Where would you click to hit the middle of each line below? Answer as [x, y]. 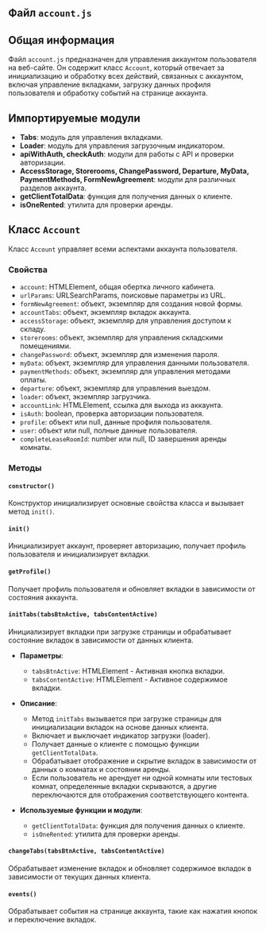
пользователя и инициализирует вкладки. [79, 554]
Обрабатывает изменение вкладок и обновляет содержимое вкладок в [130, 868]
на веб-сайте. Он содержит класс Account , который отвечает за [116, 68]
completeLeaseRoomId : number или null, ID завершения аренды [123, 439]
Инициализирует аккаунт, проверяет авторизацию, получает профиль [127, 546]
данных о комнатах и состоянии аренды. [101, 769]
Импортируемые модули [74, 118]
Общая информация [62, 40]
